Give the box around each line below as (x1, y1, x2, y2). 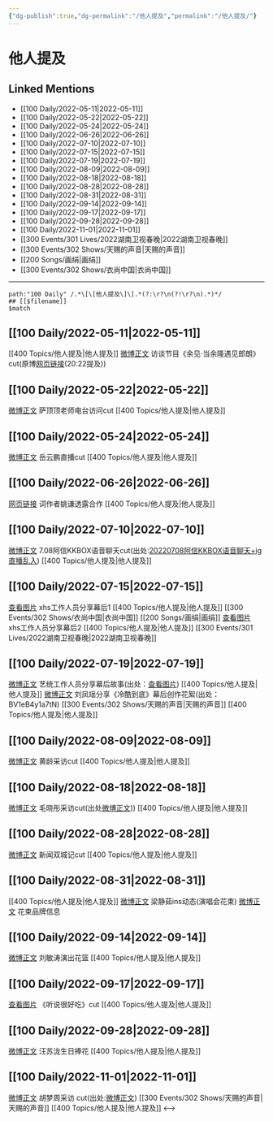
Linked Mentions (8, 82, 95, 96)
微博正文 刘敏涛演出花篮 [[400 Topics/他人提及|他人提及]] (8, 953, 201, 963)
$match (8, 304, 31, 313)
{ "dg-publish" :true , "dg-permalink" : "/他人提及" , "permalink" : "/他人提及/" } (8, 11, 258, 20)
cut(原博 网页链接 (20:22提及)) (8, 359, 106, 369)
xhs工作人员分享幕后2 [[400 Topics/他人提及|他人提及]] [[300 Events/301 (8, 622, 253, 632)
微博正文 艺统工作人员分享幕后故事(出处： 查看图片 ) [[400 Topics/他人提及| (8, 679, 258, 689)
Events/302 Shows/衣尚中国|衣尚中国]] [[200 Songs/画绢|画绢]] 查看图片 (8, 612, 252, 622)
